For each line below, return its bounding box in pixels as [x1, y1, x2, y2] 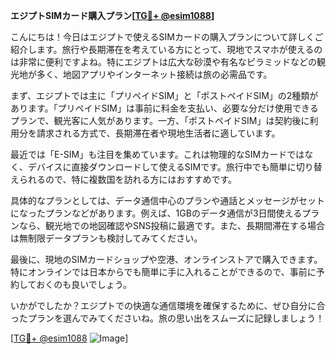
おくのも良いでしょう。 [36, 279, 132, 290]
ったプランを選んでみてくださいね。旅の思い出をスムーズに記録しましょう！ [10, 312, 325, 324]
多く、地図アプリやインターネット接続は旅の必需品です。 [36, 69, 273, 80]
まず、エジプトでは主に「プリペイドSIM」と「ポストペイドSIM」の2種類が [10, 90, 319, 101]
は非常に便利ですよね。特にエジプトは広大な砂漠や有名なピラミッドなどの [10, 56, 317, 68]
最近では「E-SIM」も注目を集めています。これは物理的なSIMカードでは [10, 149, 305, 160]
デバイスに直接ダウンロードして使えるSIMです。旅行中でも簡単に [27, 161, 297, 173]
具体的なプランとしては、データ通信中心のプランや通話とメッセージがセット [10, 195, 326, 206]
